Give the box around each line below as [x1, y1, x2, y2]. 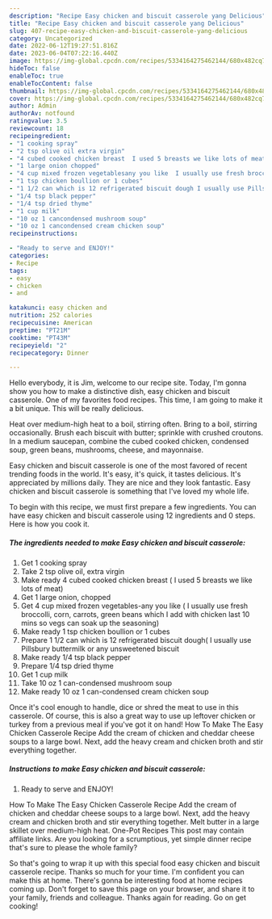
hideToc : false [9, 65, 61, 73]
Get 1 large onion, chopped [20, 593, 111, 602]
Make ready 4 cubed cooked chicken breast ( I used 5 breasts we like [20, 575, 253, 585]
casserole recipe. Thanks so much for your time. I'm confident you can [9, 867, 245, 877]
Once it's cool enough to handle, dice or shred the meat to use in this [9, 703, 239, 712]
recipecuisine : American [9, 319, 93, 327]
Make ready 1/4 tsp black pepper [20, 653, 132, 662]
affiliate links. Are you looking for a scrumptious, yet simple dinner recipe [9, 834, 252, 844]
